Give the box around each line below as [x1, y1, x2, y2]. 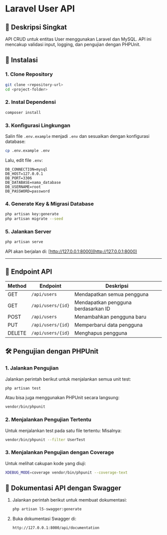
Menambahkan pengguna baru [74, 313, 147, 320]
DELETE [7, 329, 26, 336]
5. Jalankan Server [5, 228, 52, 235]
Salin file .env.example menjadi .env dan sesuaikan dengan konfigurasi [5, 133, 150, 139]
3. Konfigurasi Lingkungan [5, 122, 71, 129]
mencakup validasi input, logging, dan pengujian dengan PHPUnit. [5, 41, 141, 47]
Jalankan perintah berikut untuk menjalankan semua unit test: [5, 376, 131, 382]
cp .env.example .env [5, 148, 50, 153]
